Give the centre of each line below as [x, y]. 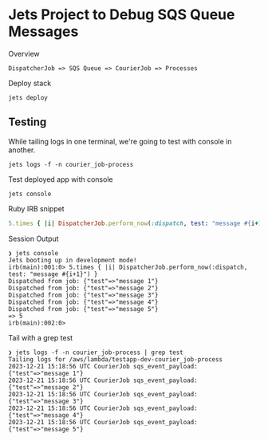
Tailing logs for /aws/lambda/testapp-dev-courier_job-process [116, 359]
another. [22, 150]
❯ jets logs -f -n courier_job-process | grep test [96, 352]
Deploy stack [30, 83]
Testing [28, 122]
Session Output [33, 238]
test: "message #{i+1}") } [53, 274]
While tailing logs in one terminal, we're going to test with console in [120, 141]
